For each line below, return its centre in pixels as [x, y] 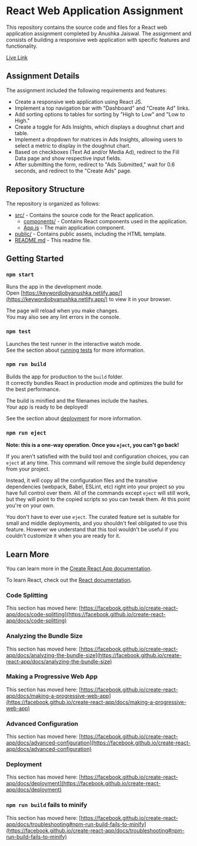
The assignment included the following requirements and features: [86, 90]
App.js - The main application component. [74, 227]
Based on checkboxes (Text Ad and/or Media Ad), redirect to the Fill [97, 152]
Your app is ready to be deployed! [47, 407]
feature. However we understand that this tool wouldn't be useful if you [92, 530]
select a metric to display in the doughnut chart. [73, 145]
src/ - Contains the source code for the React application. [84, 215]
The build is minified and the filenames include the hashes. [77, 400]
